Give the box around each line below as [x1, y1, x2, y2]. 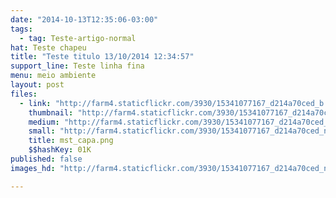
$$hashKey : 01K [28, 145, 92, 155]
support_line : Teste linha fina [10, 61, 145, 71]
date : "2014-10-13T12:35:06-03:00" [10, 14, 159, 25]
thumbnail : [28, 107, 74, 118]
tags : [10, 24, 33, 34]
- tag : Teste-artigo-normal [19, 33, 137, 43]
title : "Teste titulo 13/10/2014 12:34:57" [10, 52, 195, 62]
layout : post [10, 80, 65, 90]
